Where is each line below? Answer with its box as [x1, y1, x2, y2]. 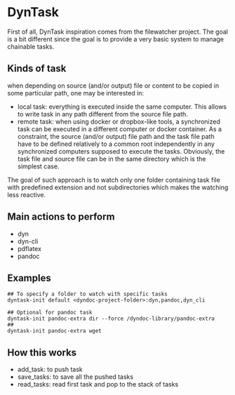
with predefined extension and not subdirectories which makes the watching [7, 183, 229, 192]
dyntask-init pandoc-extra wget [7, 328, 102, 335]
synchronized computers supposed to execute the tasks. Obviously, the [17, 147, 225, 155]
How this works [7, 347, 77, 359]
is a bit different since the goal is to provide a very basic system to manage [7, 34, 224, 43]
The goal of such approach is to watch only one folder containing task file [7, 175, 221, 184]
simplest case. [17, 162, 60, 170]
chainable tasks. [7, 42, 55, 51]
